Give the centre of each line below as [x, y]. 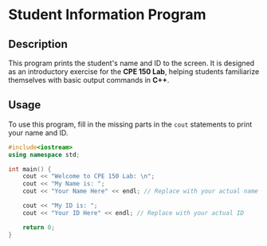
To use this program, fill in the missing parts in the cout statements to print [130, 124]
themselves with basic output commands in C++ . [89, 80]
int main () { [30, 169]
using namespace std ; [44, 154]
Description [38, 44]
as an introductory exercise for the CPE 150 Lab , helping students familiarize [134, 72]
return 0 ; [39, 227]
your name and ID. [38, 132]
